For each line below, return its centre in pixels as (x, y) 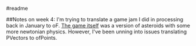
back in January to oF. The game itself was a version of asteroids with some (98, 26)
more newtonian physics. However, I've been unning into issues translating (97, 32)
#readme (17, 8)
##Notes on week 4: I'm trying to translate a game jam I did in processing (95, 19)
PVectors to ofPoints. (32, 38)
